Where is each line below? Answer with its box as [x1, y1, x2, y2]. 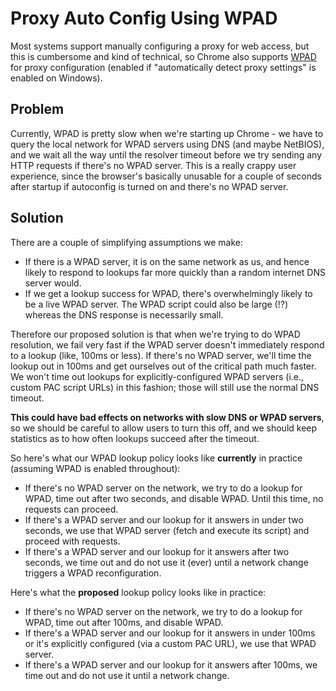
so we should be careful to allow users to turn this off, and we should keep [10, 422, 318, 434]
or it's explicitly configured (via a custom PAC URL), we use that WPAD [24, 637, 317, 649]
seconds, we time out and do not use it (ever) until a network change [24, 556, 309, 568]
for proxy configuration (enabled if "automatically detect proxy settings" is [10, 61, 317, 73]
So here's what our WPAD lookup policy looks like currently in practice [10, 452, 303, 464]
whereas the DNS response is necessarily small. [24, 308, 224, 321]
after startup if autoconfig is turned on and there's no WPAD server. [10, 180, 289, 192]
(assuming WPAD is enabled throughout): [10, 462, 181, 474]
